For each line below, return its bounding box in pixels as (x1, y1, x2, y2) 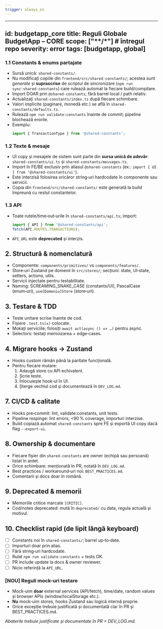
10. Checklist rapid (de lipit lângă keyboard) (5, 524, 139, 532)
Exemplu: (12, 122, 31, 128)
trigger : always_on (5, 7, 45, 12)
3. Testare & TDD (5, 302, 57, 310)
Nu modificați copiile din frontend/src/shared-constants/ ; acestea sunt (12, 76, 155, 81)
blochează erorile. (12, 117, 49, 123)
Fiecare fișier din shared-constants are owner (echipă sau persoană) (12, 452, 149, 458)
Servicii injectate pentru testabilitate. (12, 278, 86, 284)
